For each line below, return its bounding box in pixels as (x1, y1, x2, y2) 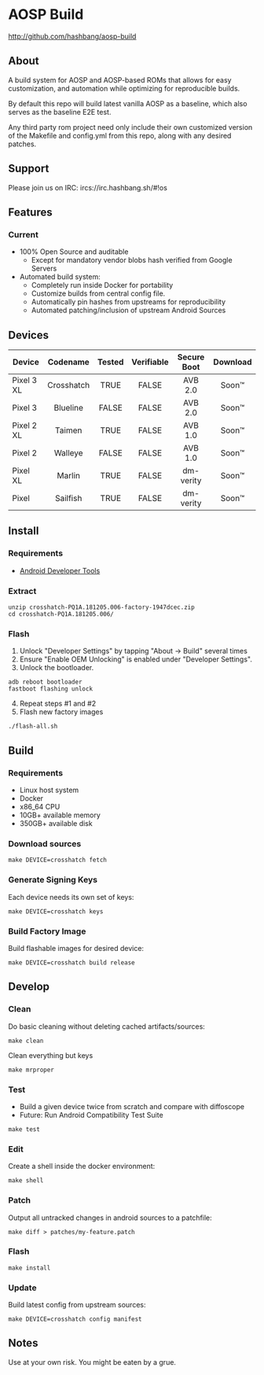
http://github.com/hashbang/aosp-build (8, 31, 137, 41)
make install (8, 1264, 51, 1272)
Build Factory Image (8, 926, 86, 937)
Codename (47, 356, 90, 367)
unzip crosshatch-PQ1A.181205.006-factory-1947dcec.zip (8, 603, 195, 611)
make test (8, 1125, 41, 1134)
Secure (177, 352, 205, 363)
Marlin (57, 470, 81, 481)
